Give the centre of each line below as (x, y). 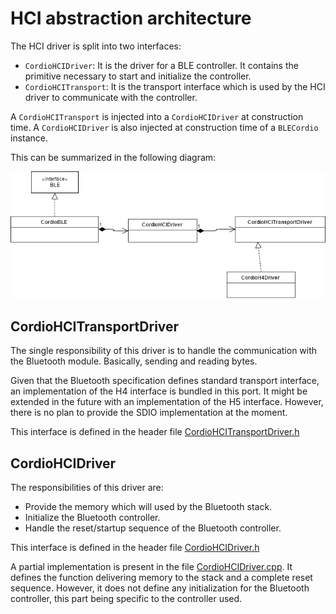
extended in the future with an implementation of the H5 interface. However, (167, 402)
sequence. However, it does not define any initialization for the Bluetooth (160, 588)
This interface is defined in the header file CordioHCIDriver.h (135, 547)
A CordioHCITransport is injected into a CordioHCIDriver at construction (157, 116)
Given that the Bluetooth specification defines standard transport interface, (165, 381)
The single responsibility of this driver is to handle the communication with (164, 351)
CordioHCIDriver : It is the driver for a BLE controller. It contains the (161, 65)
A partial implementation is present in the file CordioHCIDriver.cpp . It (151, 566)
